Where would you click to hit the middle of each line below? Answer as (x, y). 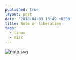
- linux (18, 33)
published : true (22, 10)
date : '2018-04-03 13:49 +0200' (38, 19)
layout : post (19, 14)
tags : (11, 28)
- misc (16, 38)
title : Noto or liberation (33, 24)
